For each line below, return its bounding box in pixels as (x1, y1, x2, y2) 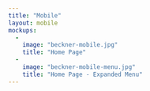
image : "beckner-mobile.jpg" (22, 41, 118, 49)
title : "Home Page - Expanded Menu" (22, 70, 144, 78)
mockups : (8, 26, 37, 34)
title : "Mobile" (8, 11, 62, 20)
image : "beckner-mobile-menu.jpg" (22, 63, 136, 71)
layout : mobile (8, 19, 58, 27)
